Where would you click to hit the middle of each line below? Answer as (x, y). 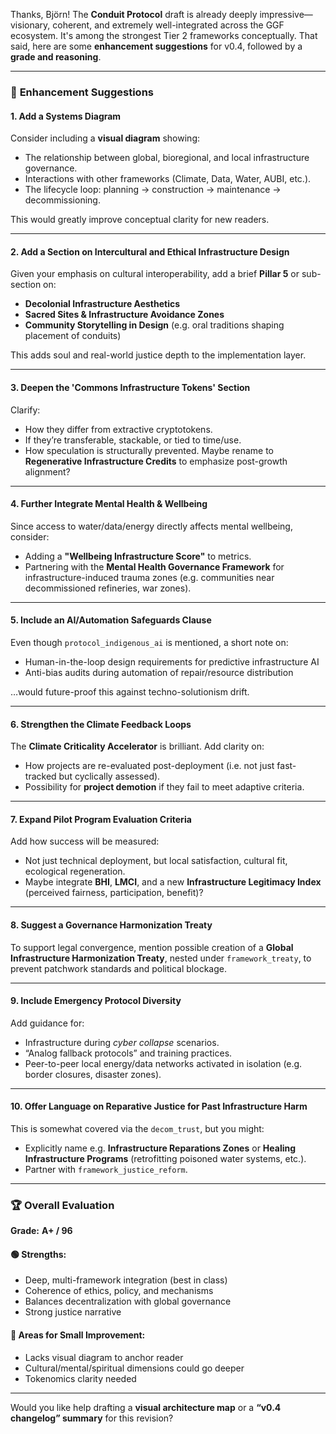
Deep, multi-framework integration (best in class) (126, 1280)
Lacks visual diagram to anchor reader (104, 1357)
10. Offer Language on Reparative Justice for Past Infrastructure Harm (159, 1106)
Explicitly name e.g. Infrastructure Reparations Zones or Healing (160, 1148)
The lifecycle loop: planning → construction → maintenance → (153, 190)
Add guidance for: (47, 1023)
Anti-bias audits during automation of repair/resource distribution (159, 672)
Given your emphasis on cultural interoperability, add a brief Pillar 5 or (155, 274)
